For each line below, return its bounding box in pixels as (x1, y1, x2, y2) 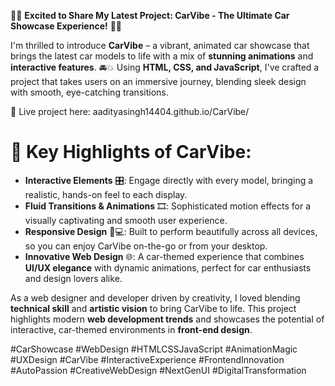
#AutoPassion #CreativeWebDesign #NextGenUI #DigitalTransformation (10, 364, 307, 376)
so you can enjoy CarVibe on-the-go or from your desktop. (24, 240, 268, 252)
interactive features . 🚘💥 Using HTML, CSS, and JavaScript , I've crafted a (10, 61, 320, 73)
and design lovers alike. (24, 272, 123, 284)
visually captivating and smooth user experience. (24, 214, 228, 226)
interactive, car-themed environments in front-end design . (10, 323, 253, 335)
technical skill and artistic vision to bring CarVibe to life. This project (10, 302, 297, 314)
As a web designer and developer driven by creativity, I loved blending (10, 291, 301, 304)
